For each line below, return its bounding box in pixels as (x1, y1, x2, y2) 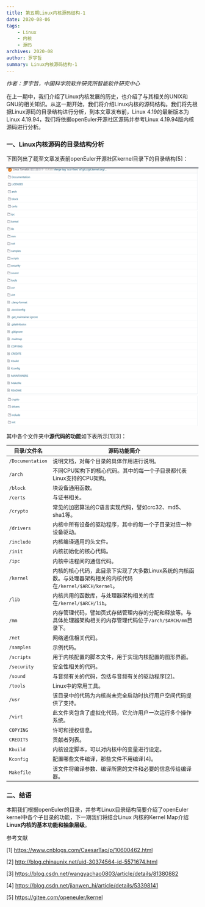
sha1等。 (52, 511, 76, 519)
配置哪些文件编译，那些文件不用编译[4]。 (52, 755, 157, 763)
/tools (9, 683, 26, 690)
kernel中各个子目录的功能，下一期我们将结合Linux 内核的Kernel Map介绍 (6, 814, 189, 821)
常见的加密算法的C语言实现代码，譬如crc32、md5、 (52, 503, 185, 511)
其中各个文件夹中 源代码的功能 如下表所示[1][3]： (6, 432, 127, 440)
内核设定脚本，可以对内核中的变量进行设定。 (52, 746, 165, 753)
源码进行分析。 (6, 123, 44, 131)
